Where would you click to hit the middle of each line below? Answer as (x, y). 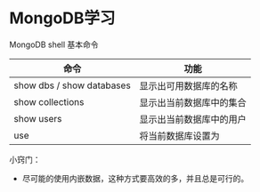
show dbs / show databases (72, 85)
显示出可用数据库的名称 (188, 85)
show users (38, 118)
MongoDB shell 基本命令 (54, 44)
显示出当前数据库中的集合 (193, 102)
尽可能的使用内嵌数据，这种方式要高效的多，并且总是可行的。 (135, 178)
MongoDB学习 (62, 18)
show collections (49, 101)
